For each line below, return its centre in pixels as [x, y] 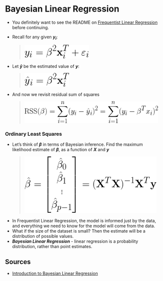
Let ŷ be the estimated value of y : [46, 66]
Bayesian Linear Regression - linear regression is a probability [75, 241]
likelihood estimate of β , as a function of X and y [60, 150]
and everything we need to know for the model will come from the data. [83, 226]
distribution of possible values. [43, 236]
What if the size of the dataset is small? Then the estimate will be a [79, 231]
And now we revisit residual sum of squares [56, 94]
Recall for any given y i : [35, 37]
